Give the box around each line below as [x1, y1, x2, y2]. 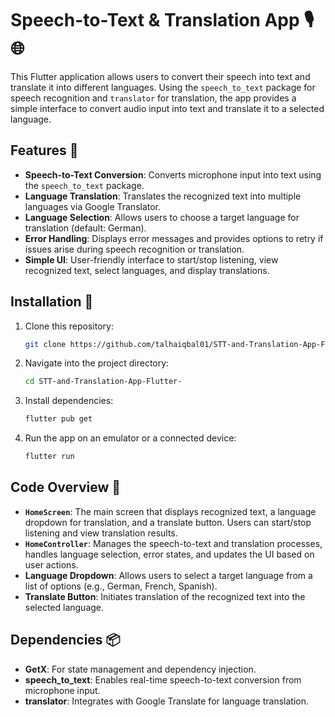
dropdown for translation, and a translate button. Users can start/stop [24, 516, 312, 528]
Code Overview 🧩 [10, 479, 122, 496]
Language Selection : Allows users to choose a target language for [24, 211, 300, 223]
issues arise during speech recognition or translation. [24, 243, 245, 255]
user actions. [24, 558, 79, 571]
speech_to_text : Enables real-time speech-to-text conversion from [24, 673, 302, 686]
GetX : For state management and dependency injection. [24, 663, 257, 675]
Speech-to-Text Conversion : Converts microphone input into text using [24, 168, 322, 181]
